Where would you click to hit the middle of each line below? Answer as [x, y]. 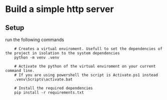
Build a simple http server [60, 9]
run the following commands [35, 39]
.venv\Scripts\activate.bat [43, 79]
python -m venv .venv [37, 57]
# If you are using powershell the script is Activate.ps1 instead [86, 75]
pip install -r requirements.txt [49, 92]
